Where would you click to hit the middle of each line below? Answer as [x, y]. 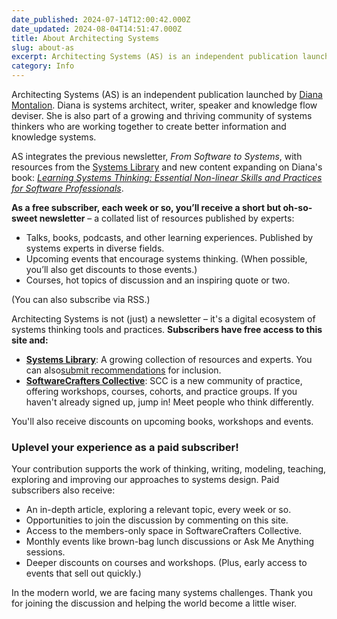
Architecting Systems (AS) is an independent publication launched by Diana [167, 94]
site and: [30, 340]
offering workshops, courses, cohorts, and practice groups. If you [161, 391]
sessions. [45, 552]
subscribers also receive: [63, 490]
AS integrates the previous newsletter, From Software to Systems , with [157, 156]
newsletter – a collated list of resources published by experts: [167, 218]
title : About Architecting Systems [85, 38]
